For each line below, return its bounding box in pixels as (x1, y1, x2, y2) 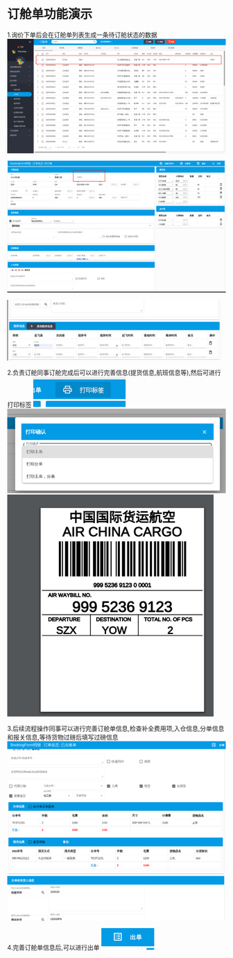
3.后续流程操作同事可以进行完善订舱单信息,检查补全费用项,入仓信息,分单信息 (7, 724, 225, 733)
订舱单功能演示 (7, 6, 93, 22)
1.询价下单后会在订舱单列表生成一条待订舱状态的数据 (7, 31, 157, 39)
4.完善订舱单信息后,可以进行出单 (7, 943, 100, 951)
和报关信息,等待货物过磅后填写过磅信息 (7, 733, 119, 741)
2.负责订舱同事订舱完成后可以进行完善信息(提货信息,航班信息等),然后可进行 (7, 368, 221, 377)
